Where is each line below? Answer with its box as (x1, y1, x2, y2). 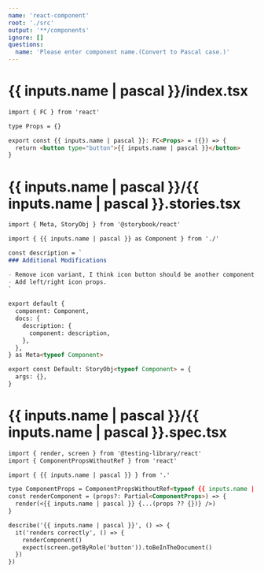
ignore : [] (8, 33, 44, 42)
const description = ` (8, 249, 82, 257)
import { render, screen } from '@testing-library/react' (8, 449, 202, 457)
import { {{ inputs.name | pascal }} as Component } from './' (8, 235, 220, 243)
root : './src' (8, 19, 55, 27)
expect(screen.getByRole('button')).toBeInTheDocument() (22, 543, 213, 552)
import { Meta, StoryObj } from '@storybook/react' (8, 221, 181, 229)
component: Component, (15, 307, 90, 315)
